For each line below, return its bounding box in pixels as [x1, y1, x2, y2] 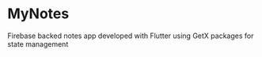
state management [7, 39, 69, 48]
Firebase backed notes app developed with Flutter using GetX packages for [7, 31, 254, 40]
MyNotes [7, 5, 70, 23]
